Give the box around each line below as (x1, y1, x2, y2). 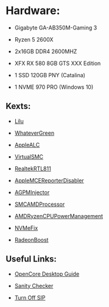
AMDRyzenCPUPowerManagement (14, 212, 104, 219)
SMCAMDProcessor (14, 200, 65, 208)
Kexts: (5, 101, 31, 112)
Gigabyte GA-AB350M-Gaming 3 (14, 24, 97, 31)
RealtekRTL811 (14, 165, 51, 172)
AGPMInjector (14, 188, 50, 196)
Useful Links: (5, 254, 57, 264)
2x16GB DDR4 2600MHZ (14, 47, 77, 55)
